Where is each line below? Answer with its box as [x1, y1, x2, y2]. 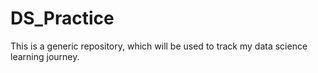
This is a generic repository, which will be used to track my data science [10, 40, 308, 52]
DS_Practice [10, 7, 115, 30]
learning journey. [10, 50, 80, 62]
